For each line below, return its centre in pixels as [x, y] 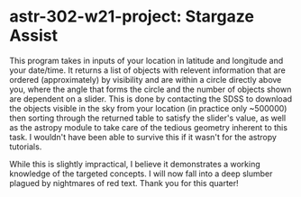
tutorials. [26, 147]
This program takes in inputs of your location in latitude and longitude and [146, 60]
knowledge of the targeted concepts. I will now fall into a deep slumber [141, 174]
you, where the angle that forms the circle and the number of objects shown [150, 89]
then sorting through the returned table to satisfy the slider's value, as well [148, 118]
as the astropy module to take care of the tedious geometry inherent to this [149, 127]
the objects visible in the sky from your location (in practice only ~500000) [148, 108]
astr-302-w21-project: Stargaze [132, 17]
